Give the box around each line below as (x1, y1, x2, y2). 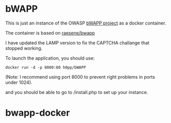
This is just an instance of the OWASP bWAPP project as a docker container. (5, 20, 166, 26)
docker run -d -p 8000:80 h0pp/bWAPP (5, 65, 86, 70)
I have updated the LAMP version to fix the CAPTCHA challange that (5, 39, 150, 46)
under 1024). (5, 79, 32, 85)
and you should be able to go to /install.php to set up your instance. (5, 89, 148, 95)
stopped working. (5, 45, 43, 51)
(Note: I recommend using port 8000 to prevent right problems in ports (5, 73, 155, 80)
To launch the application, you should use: (5, 55, 95, 61)
